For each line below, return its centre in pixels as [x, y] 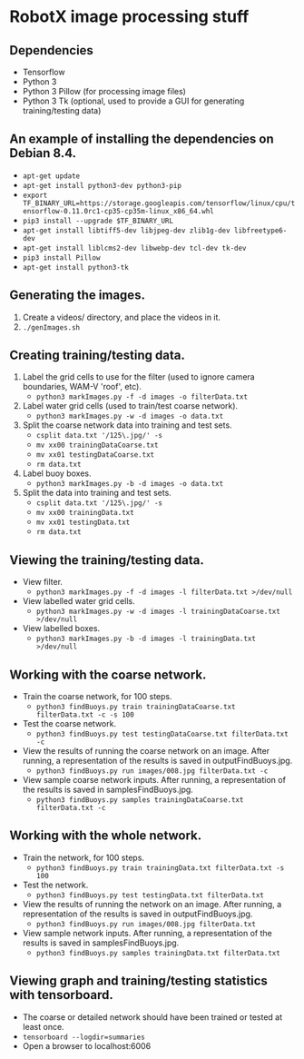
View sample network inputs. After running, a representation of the [147, 933]
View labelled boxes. [61, 628]
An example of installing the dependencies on [142, 139]
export [35, 195]
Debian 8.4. [43, 153]
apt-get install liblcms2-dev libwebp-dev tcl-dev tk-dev [134, 248]
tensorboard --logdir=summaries [83, 1037]
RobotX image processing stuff [129, 17]
